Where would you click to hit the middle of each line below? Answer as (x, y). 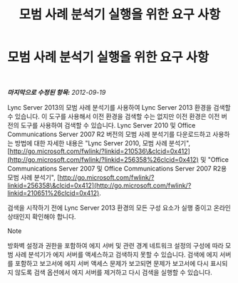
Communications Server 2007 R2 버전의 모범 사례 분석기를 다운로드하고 (109, 134)
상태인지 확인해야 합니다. (42, 216)
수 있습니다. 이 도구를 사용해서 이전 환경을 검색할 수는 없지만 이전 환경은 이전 (114, 116)
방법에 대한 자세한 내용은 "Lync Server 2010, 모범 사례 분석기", (103, 143)
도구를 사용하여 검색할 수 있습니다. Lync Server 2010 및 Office (108, 125)
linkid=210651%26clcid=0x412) (53, 192)
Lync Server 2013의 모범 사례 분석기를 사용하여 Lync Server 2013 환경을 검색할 (119, 107)
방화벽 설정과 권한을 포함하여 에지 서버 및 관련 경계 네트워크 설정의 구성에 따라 (116, 245)
